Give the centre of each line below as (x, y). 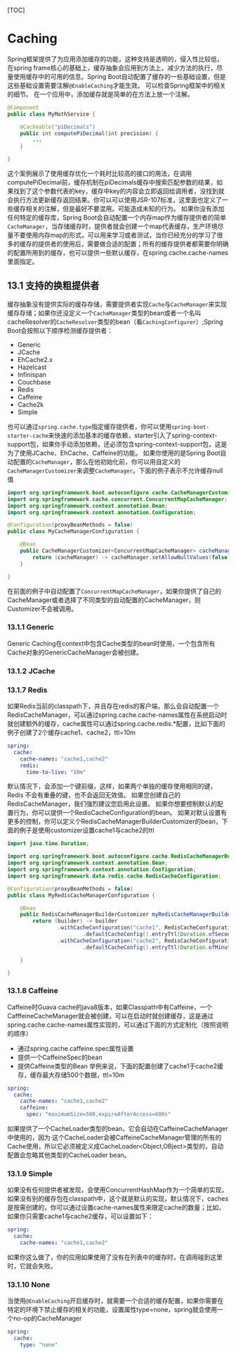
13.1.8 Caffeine (33, 991)
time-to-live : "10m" (56, 772)
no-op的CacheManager (47, 1318)
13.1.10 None (29, 1285)
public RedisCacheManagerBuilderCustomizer (85, 915)
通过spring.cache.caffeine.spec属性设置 (76, 1048)
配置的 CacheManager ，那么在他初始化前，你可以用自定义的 (97, 461)
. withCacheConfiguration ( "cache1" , (109, 928)
